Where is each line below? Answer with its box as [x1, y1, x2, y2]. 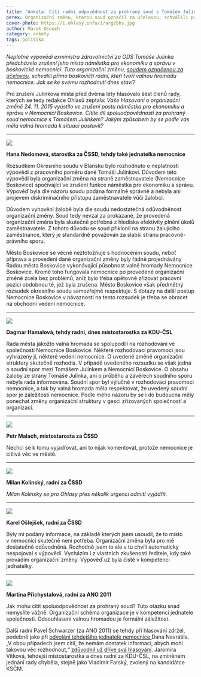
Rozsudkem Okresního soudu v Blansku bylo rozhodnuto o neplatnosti [6, 163, 179, 169]
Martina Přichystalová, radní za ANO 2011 [6, 591, 112, 598]
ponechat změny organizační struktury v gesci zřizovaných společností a [6, 398, 187, 405]
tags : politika [6, 37, 44, 43]
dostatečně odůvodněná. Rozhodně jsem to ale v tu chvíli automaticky [6, 543, 179, 550]
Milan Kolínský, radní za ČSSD [6, 479, 83, 486]
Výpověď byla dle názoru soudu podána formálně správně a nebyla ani [6, 188, 181, 195]
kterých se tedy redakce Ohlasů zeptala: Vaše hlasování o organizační [6, 97, 181, 104]
